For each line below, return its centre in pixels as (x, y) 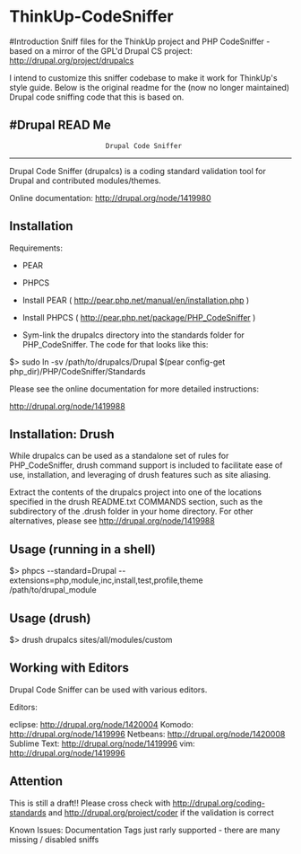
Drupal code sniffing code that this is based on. (97, 97)
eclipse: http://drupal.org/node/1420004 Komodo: (102, 724)
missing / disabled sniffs (54, 839)
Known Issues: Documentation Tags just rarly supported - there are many (145, 830)
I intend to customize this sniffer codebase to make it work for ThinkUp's (143, 77)
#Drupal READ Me (60, 125)
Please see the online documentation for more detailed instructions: (134, 389)
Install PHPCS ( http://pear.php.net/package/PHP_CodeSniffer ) (139, 317)
